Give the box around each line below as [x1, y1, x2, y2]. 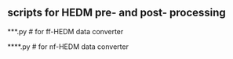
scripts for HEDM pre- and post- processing [7, 6, 227, 19]
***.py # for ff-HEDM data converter [7, 26, 124, 36]
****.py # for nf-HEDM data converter [7, 42, 129, 51]
